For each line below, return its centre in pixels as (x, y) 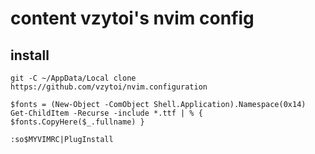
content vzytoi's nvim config (132, 18)
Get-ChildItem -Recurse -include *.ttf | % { (106, 113)
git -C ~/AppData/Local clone (73, 78)
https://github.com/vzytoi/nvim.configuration (109, 87)
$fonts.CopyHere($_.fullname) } (77, 122)
